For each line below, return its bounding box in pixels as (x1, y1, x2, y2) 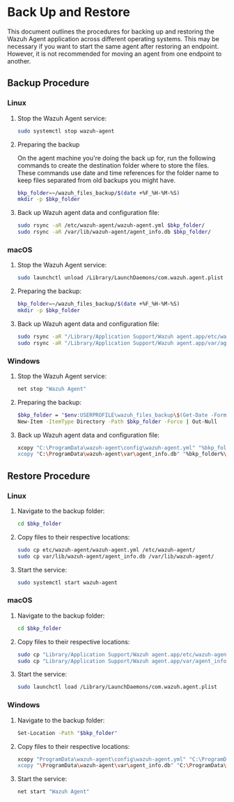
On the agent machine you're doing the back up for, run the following (17, 154, 216, 162)
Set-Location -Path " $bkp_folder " (17, 729, 118, 736)
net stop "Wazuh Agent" (17, 385, 87, 392)
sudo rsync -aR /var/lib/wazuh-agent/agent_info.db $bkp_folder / (17, 228, 211, 236)
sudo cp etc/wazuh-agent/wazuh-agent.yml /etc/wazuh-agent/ (17, 546, 196, 554)
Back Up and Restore (7, 4, 130, 20)
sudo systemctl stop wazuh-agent (17, 127, 115, 135)
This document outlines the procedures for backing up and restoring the (7, 27, 214, 36)
